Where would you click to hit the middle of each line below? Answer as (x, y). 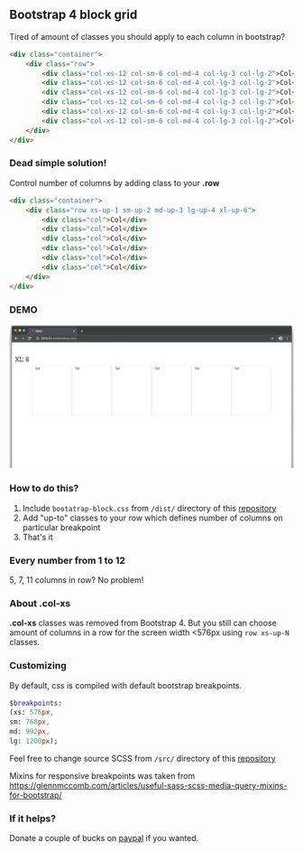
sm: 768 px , (30, 722)
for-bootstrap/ (36, 795)
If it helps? (33, 819)
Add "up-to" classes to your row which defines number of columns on (153, 518)
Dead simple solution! (58, 164)
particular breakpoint (61, 527)
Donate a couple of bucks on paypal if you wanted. (104, 838)
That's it (38, 537)
